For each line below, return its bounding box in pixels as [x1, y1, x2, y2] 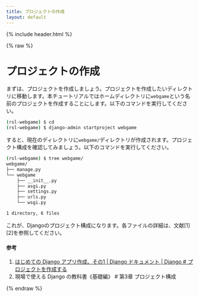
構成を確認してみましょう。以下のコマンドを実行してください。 [16, 143, 172, 151]
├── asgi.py [17, 183, 46, 189]
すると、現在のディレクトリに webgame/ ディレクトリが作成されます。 [6, 136, 172, 143]
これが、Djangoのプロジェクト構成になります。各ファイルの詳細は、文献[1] [6, 222, 190, 229]
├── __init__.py [17, 177, 58, 184]
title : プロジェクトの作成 [6, 8, 65, 15]
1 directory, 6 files [6, 210, 60, 216]
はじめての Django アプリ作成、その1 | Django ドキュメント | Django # [14, 258, 187, 266]
